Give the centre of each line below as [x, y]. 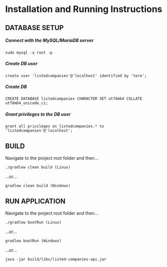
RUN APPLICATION [35, 201]
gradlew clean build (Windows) [38, 186]
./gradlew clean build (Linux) [38, 167]
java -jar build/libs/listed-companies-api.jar [56, 259]
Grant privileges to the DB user [38, 114]
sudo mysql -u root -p [29, 53]
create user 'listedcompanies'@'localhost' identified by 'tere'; [76, 76]
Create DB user [21, 64]
